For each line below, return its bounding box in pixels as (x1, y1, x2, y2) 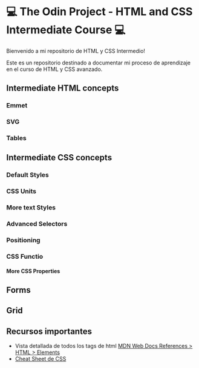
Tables (6, 134, 27, 143)
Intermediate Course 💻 (6, 23, 126, 37)
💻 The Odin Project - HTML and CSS (6, 5, 193, 19)
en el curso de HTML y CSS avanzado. (6, 65, 103, 73)
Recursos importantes (6, 326, 93, 336)
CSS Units (6, 187, 37, 196)
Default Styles (6, 171, 50, 179)
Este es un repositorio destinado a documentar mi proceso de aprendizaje (6, 59, 191, 66)
